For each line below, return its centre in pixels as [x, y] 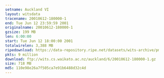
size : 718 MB [18, 63]
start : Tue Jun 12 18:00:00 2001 [39, 41]
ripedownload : [20, 50]
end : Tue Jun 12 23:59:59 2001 [37, 23]
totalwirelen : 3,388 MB [29, 46]
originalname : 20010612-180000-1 [39, 28]
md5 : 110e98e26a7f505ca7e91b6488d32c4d [46, 68]
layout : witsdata [23, 14]
